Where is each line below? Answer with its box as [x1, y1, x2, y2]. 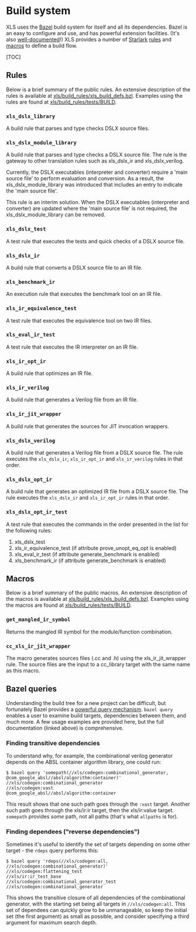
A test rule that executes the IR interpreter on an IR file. [6, 343, 139, 350]
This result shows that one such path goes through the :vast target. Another [6, 800, 190, 808]
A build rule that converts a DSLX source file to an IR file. [6, 264, 143, 271]
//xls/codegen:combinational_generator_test [6, 879, 116, 885]
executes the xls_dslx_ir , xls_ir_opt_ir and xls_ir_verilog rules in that [6, 455, 183, 463]
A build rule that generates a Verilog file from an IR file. [6, 396, 139, 403]
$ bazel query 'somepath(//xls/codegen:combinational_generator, [6, 770, 169, 776]
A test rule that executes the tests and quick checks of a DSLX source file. [6, 238, 185, 245]
